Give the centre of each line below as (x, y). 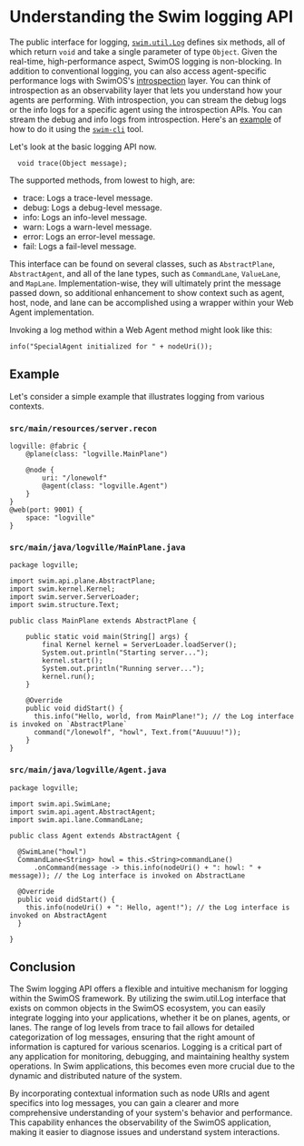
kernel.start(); (73, 661)
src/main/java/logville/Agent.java (88, 770)
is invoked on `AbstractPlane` (69, 725)
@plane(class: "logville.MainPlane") (97, 454)
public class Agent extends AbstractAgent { (95, 836)
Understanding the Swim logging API (151, 17)
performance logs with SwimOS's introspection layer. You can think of (140, 80)
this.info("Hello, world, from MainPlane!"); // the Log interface (164, 716)
